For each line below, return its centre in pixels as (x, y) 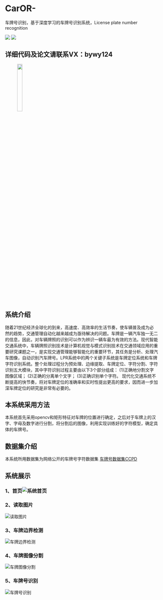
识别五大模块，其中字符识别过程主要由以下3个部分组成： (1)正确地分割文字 (80, 370)
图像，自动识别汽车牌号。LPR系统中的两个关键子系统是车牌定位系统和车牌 (83, 358)
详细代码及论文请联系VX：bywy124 (59, 55)
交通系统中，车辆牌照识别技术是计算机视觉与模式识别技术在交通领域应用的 (79, 345)
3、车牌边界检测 (24, 530)
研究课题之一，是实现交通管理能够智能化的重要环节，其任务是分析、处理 (81, 351)
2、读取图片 (19, 505)
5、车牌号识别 (22, 581)
